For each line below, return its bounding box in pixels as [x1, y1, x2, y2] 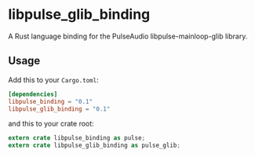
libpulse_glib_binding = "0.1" [8, 104, 111, 113]
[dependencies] [8, 90, 58, 98]
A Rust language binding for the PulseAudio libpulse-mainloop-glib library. [8, 31, 248, 41]
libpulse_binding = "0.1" [8, 97, 93, 105]
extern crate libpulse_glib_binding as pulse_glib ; [8, 141, 180, 150]
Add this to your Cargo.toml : [8, 75, 100, 84]
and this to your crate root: [8, 119, 94, 129]
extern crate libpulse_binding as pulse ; [8, 134, 146, 142]
